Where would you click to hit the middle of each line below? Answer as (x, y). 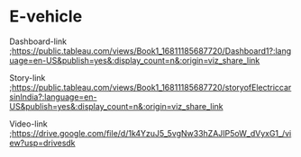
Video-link (28, 124)
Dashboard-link (38, 41)
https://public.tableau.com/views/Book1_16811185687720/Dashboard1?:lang (152, 50)
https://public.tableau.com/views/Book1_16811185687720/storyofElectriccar (152, 87)
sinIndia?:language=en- (53, 97)
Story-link (27, 77)
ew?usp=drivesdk (42, 143)
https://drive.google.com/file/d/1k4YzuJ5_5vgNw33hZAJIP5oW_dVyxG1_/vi (152, 133)
